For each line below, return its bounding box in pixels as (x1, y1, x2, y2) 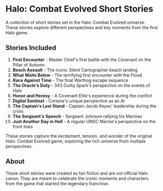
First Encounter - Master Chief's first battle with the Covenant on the (12, 57, 151, 63)
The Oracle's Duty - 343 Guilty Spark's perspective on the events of (12, 82, 150, 88)
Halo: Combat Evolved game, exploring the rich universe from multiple (5, 138, 146, 144)
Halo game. (5, 30, 29, 35)
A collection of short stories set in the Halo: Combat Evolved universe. (5, 19, 146, 25)
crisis (12, 108, 24, 114)
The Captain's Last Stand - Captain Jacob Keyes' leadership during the (12, 103, 157, 109)
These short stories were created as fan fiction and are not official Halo (5, 170, 148, 176)
